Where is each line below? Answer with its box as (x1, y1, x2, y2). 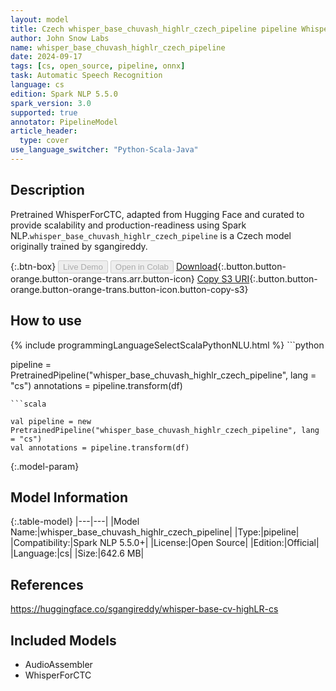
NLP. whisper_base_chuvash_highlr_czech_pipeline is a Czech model (10, 229, 292, 241)
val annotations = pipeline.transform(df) (10, 442, 190, 453)
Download (175, 260, 218, 272)
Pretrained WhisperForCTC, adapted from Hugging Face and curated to (10, 208, 305, 220)
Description (10, 182, 85, 199)
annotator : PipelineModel (10, 117, 118, 127)
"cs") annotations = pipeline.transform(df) (10, 379, 183, 391)
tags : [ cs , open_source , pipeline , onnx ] (10, 61, 186, 71)
